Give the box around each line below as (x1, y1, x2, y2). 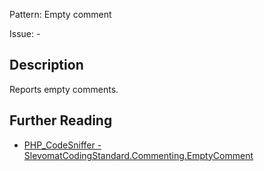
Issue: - (9, 28, 41, 39)
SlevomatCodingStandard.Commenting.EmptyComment (23, 149, 254, 161)
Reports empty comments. (9, 83, 119, 95)
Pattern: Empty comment (9, 9, 112, 20)
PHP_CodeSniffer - (23, 139, 102, 151)
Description (9, 57, 84, 74)
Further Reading (9, 112, 113, 129)
